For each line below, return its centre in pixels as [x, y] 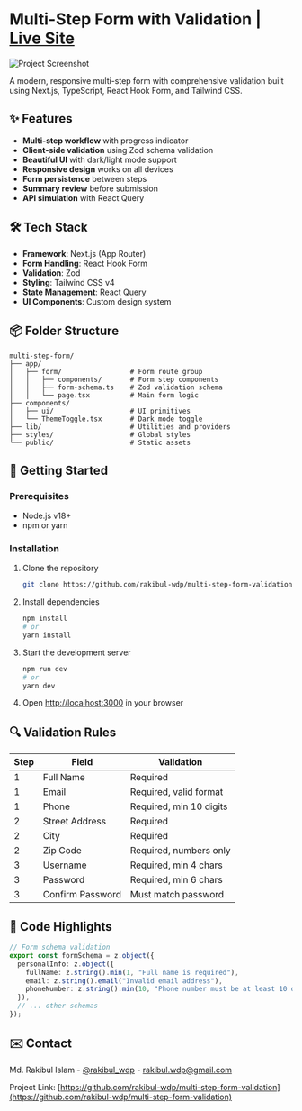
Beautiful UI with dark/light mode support [99, 159]
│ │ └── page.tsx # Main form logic [104, 396]
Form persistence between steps [84, 178]
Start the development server [77, 652]
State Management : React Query [84, 292]
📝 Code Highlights [61, 927]
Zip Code [62, 851]
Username [65, 865]
